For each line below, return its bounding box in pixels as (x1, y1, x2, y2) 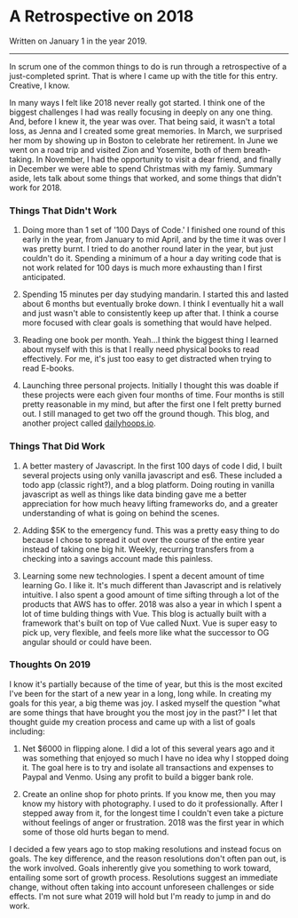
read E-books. (21, 363, 74, 374)
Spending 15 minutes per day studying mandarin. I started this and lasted (21, 289, 289, 299)
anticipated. (21, 272, 67, 283)
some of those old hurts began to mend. (21, 826, 169, 837)
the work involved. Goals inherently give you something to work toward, (9, 862, 272, 873)
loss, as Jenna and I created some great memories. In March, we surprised (9, 125, 283, 136)
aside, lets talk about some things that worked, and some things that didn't (9, 172, 282, 183)
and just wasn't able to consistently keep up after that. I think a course (21, 308, 279, 319)
